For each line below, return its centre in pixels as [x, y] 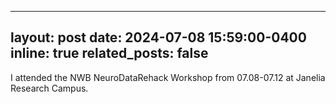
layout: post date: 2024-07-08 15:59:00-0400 [158, 37]
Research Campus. [49, 88]
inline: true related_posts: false [109, 53]
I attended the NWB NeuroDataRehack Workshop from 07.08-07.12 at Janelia [168, 77]
